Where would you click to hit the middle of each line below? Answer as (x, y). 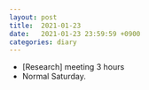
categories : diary (43, 42)
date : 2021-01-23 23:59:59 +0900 (75, 34)
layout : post (33, 17)
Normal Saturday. (54, 77)
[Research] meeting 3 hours (73, 67)
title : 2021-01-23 (45, 26)
